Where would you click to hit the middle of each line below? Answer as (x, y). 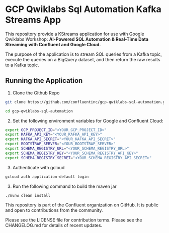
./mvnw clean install (28, 195)
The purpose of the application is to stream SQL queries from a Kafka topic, (84, 54)
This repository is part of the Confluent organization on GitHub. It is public (82, 205)
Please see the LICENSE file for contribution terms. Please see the (74, 220)
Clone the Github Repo (36, 93)
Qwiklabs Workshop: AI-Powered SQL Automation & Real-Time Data (77, 39)
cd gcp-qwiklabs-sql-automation (39, 111)
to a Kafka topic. (22, 65)
